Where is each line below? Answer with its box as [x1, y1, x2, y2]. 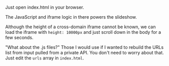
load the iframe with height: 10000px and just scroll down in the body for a [5, 29, 161, 35]
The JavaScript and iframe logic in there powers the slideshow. [5, 14, 137, 20]
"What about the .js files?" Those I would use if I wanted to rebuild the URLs [5, 44, 164, 50]
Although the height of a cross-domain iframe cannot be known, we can [5, 24, 156, 30]
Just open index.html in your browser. [5, 5, 84, 10]
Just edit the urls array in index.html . [5, 55, 84, 61]
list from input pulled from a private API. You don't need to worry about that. [5, 50, 164, 55]
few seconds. [5, 35, 34, 40]
